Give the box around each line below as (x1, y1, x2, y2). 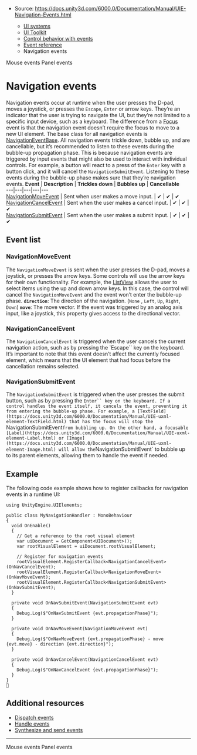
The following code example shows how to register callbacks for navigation (6, 485, 189, 492)
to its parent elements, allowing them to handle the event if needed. (6, 452, 169, 459)
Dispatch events (14, 714, 54, 721)
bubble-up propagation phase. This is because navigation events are (6, 149, 172, 156)
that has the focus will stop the (69, 419, 154, 425)
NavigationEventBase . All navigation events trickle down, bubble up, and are (6, 137, 191, 144)
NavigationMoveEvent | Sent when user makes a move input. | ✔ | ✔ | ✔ (6, 192, 180, 199)
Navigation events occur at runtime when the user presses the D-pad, (6, 99, 175, 106)
